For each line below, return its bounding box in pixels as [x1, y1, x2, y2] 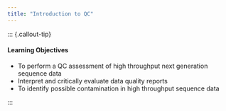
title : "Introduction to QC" [7, 10, 94, 18]
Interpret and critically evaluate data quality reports [17, 76, 168, 85]
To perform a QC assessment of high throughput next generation [17, 62, 208, 70]
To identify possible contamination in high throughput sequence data [17, 84, 220, 93]
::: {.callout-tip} [7, 30, 52, 38]
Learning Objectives [7, 46, 69, 54]
